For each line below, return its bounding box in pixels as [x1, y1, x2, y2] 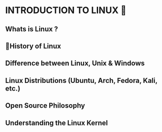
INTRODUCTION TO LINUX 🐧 [5, 5, 127, 16]
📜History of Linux [5, 41, 61, 50]
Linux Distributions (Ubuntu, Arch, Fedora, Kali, [5, 76, 158, 85]
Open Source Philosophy [5, 101, 85, 110]
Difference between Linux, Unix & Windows [5, 59, 145, 68]
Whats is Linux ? [5, 25, 58, 33]
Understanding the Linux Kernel [5, 118, 108, 127]
